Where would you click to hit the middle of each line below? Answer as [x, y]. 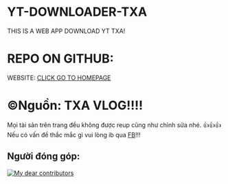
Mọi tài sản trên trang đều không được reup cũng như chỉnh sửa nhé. [104, 125]
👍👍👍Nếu [212, 125]
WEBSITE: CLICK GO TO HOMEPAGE [59, 78]
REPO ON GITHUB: [61, 59]
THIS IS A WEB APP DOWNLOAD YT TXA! [66, 31]
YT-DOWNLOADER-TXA [77, 12]
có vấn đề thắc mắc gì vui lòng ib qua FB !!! [80, 135]
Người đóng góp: [44, 156]
